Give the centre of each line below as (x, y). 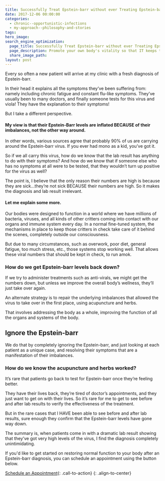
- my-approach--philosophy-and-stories (50, 28)
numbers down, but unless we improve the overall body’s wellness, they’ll (79, 283)
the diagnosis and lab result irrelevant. (44, 191)
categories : (17, 19)
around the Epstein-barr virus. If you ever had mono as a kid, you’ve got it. (80, 146)
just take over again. (26, 288)
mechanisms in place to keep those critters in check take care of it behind (80, 229)
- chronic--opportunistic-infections (48, 23)
